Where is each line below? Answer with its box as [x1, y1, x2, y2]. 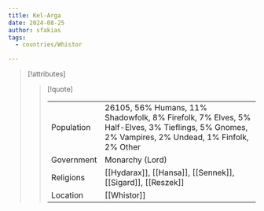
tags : [8, 33, 26, 42]
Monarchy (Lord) [104, 154, 167, 165]
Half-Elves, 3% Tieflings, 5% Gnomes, [104, 122, 248, 133]
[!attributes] [27, 69, 66, 79]
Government [50, 154, 97, 165]
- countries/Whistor [15, 41, 82, 49]
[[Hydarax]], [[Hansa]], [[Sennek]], [104, 167, 235, 178]
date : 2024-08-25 [8, 19, 65, 27]
